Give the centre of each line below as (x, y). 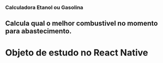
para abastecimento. (38, 31)
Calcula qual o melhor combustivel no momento (81, 24)
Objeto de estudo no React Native (77, 52)
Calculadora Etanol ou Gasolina (44, 7)
